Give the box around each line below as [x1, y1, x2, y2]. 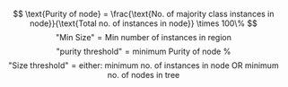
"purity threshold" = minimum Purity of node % [56, 46, 231, 57]
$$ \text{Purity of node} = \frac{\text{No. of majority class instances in [13, 9, 275, 19]
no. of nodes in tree [107, 70, 180, 80]
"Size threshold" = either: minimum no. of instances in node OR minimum [8, 60, 279, 71]
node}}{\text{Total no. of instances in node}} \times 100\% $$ [30, 18, 257, 29]
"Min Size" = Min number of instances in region [55, 32, 232, 42]
